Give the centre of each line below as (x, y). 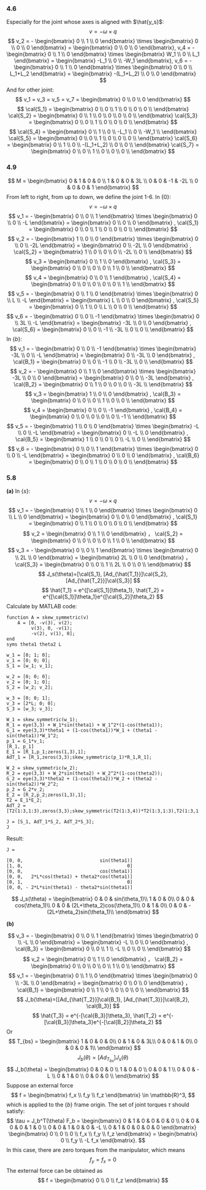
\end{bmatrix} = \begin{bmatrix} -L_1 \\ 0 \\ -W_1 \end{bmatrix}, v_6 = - (103, 61)
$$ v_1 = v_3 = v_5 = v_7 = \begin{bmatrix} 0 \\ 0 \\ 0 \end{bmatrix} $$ (103, 100)
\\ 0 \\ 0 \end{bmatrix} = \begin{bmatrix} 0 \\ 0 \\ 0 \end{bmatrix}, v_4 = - (103, 48)
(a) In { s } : (18, 491)
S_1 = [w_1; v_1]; (30, 666)
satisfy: (16, 1111)
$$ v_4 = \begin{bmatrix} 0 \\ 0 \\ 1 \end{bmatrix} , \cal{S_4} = (103, 277)
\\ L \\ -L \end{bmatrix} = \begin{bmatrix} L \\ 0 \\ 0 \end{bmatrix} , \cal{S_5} (103, 300)
